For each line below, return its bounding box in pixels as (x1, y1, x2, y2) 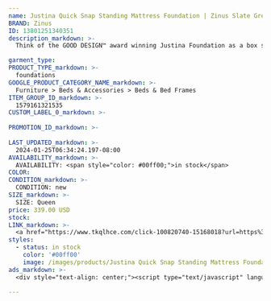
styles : (8, 236, 35, 244)
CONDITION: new (15, 183, 67, 192)
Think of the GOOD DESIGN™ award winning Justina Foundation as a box (15, 42, 258, 50)
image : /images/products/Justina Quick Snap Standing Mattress (23, 258, 240, 266)
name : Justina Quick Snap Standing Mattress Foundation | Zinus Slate (8, 11, 251, 20)
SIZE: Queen (15, 198, 56, 206)
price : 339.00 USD (8, 206, 70, 214)
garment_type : (8, 56, 56, 64)
